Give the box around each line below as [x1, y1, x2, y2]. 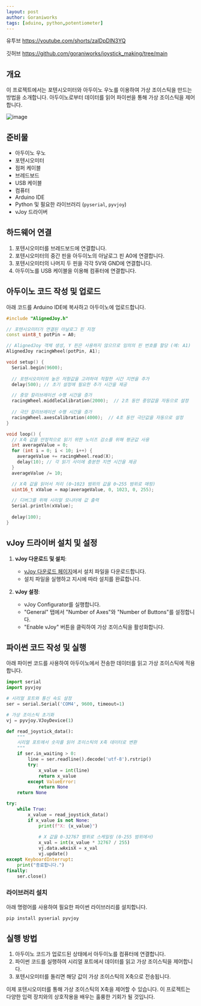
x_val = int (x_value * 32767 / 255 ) [38, 840, 130, 846]
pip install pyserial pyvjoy [6, 915, 79, 921]
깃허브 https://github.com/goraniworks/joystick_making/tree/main [6, 50, 168, 57]
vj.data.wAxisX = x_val [38, 845, 98, 852]
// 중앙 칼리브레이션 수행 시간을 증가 [11, 392, 92, 398]
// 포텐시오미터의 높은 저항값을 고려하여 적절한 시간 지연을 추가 [11, 376, 150, 382]
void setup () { [6, 359, 44, 365]
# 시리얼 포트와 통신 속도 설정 [6, 695, 72, 701]
